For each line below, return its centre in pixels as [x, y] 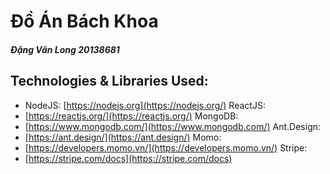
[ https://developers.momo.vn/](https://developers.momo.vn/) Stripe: [166, 147]
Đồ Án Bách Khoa [84, 21]
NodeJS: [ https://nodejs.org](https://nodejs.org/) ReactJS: [145, 105]
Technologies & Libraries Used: [109, 81]
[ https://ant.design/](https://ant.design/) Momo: [123, 137]
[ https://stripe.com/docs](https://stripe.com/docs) [128, 158]
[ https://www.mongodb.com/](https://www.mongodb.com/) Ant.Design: [173, 126]
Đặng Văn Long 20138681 [65, 49]
